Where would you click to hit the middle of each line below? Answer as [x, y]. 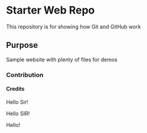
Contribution [25, 74]
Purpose [22, 45]
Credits [15, 89]
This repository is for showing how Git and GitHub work [73, 27]
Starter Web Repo [50, 10]
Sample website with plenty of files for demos [62, 59]
